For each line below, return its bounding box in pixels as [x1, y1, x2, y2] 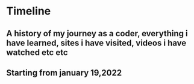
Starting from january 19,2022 [6, 68, 122, 78]
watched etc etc [6, 47, 68, 57]
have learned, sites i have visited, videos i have [6, 37, 187, 48]
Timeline [6, 4, 51, 18]
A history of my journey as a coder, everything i [6, 28, 188, 39]
